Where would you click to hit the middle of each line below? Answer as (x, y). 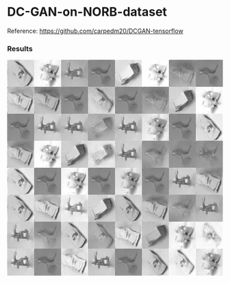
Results (20, 49)
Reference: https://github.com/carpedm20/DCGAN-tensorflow (95, 31)
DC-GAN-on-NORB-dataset (87, 12)
